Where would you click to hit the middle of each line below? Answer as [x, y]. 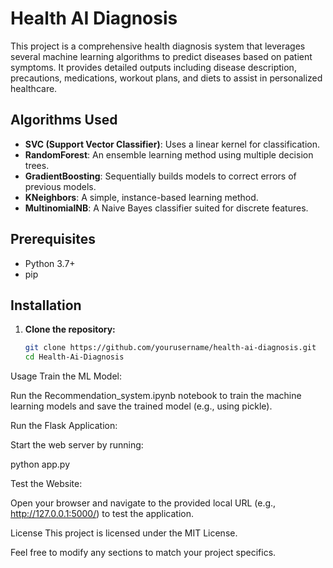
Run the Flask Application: [64, 426]
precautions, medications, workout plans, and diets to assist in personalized [166, 78]
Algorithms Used [64, 120]
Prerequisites [53, 239]
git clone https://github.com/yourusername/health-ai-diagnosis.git [170, 348]
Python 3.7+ [50, 263]
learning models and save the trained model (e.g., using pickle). [141, 406]
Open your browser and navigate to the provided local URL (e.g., [143, 503]
